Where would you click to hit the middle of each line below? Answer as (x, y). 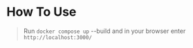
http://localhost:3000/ (58, 37)
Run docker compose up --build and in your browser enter (104, 31)
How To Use (42, 12)
